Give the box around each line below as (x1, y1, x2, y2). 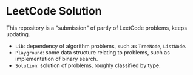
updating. (6, 30, 30, 37)
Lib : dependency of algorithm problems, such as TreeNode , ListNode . (15, 42, 187, 50)
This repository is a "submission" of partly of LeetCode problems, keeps (6, 24, 187, 31)
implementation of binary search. (15, 55, 98, 62)
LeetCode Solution (6, 4, 102, 18)
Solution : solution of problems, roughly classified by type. (15, 62, 161, 69)
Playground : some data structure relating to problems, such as (15, 48, 170, 56)
